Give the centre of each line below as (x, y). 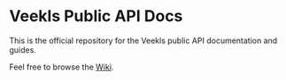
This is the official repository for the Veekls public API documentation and (143, 40)
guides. (23, 49)
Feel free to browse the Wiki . (62, 67)
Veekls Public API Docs (96, 16)
